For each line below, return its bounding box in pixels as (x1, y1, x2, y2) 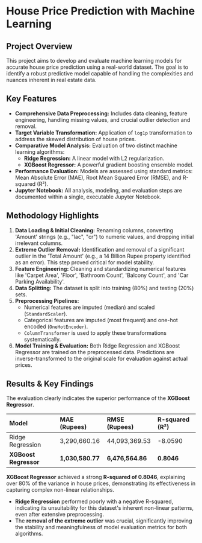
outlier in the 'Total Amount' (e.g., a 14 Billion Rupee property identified (14, 252, 191, 259)
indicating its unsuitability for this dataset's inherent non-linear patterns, (14, 504, 194, 512)
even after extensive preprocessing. (14, 511, 105, 518)
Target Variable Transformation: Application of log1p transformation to (14, 129, 192, 136)
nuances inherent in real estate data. (6, 77, 97, 83)
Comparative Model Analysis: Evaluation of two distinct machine (14, 142, 177, 149)
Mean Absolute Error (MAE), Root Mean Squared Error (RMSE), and (14, 174, 182, 181)
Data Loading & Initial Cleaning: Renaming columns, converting (14, 226, 173, 233)
